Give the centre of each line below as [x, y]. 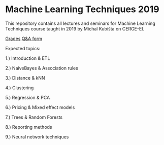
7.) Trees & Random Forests [34, 117]
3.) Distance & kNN [25, 78]
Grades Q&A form [24, 39]
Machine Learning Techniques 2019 [82, 9]
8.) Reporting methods [29, 127]
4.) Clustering [20, 88]
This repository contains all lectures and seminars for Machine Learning [80, 23]
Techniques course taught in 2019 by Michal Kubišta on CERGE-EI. [75, 28]
